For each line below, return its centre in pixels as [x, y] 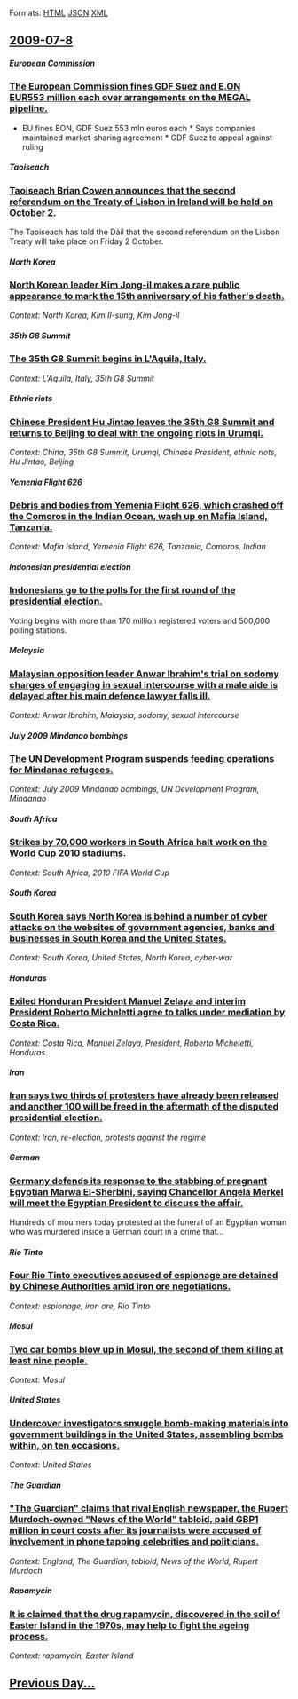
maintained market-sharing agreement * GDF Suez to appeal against [147, 138]
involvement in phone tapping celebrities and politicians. [134, 1542]
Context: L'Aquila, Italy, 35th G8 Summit [82, 378]
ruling [32, 146]
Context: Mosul [37, 1379]
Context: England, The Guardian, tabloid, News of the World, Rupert [134, 1561]
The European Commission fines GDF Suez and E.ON [125, 86]
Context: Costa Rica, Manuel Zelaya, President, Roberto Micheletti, [132, 1043]
